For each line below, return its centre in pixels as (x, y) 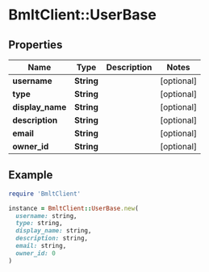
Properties (36, 45)
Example (31, 175)
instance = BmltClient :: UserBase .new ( (73, 208)
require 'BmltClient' (45, 194)
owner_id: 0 (36, 253)
